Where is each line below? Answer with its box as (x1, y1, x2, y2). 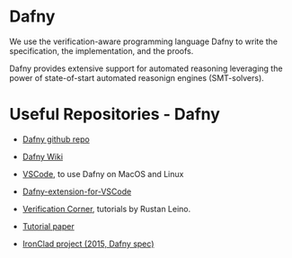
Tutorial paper (22, 220, 75, 231)
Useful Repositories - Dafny (9, 104, 220, 125)
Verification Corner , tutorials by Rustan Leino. (22, 203, 191, 214)
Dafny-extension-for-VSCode (22, 186, 132, 197)
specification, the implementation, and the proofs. (9, 45, 194, 56)
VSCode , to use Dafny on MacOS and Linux (22, 168, 184, 179)
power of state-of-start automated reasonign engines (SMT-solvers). (9, 72, 265, 83)
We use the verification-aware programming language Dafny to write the (9, 36, 279, 47)
